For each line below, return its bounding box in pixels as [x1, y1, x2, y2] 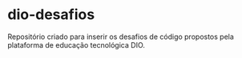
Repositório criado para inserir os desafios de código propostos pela [7, 32, 234, 41]
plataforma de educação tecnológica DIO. [7, 40, 146, 49]
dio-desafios [7, 6, 95, 24]
